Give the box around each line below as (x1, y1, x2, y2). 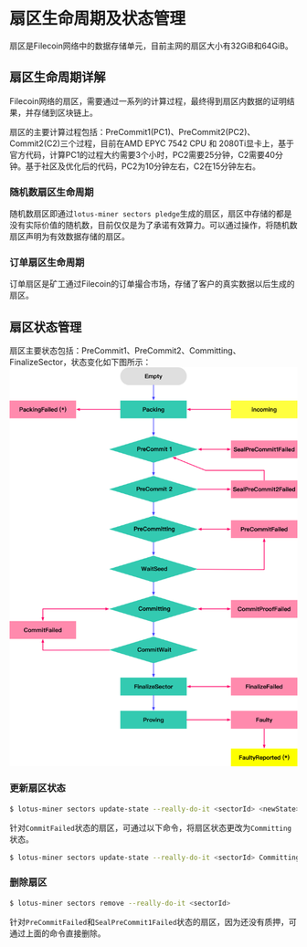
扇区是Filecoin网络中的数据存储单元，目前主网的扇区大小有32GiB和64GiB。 (9, 40, 294, 51)
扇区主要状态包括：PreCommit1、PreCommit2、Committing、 (9, 345, 241, 356)
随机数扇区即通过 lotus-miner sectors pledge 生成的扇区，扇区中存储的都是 (9, 208, 292, 219)
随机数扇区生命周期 (9, 185, 94, 198)
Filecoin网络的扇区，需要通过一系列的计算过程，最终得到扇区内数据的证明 (9, 95, 288, 106)
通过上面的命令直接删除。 (9, 928, 106, 939)
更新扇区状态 (9, 782, 67, 794)
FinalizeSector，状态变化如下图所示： (9, 357, 152, 368)
